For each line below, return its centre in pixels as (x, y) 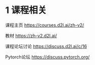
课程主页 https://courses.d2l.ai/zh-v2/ (45, 25)
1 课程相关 (26, 10)
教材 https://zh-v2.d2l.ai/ (31, 35)
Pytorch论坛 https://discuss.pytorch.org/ (47, 57)
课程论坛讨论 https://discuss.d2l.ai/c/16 (46, 46)
